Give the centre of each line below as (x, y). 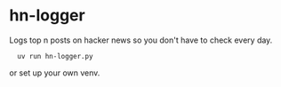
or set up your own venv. (55, 73)
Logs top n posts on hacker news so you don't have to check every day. (141, 40)
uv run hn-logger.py (55, 56)
